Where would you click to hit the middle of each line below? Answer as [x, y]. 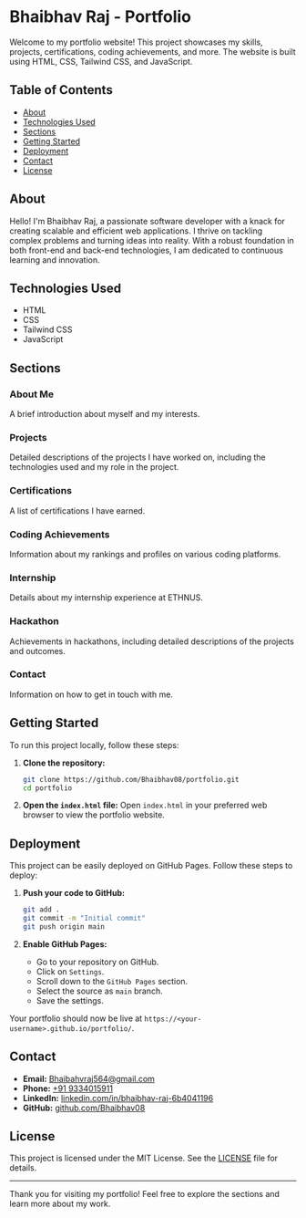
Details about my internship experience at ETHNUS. [106, 598]
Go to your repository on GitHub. [97, 962]
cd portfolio [47, 788]
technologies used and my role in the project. [94, 467]
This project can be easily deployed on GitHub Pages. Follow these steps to [151, 866]
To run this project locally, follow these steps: [94, 744]
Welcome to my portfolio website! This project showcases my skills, [136, 42]
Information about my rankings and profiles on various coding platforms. [145, 554]
